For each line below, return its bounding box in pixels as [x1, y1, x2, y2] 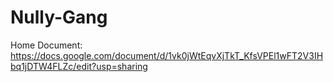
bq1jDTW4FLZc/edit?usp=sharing [10, 60, 148, 72]
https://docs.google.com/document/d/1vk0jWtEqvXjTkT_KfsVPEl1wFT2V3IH [10, 49, 324, 61]
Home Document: [10, 39, 83, 51]
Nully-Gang [10, 6, 108, 29]
